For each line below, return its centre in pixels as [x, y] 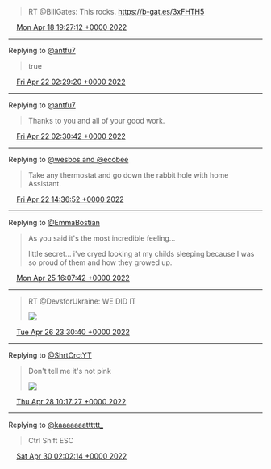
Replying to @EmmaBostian [54, 222]
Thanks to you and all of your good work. [96, 121]
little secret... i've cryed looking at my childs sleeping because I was [141, 254]
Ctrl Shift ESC [51, 440]
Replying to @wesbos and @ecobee [69, 159]
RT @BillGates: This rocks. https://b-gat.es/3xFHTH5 [116, 12]
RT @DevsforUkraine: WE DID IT [82, 301]
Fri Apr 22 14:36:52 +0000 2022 [70, 199]
